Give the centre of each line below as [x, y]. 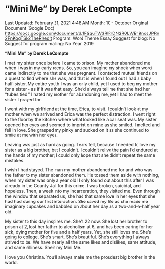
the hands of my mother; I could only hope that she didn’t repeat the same [80, 155]
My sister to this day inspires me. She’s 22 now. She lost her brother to [76, 221]
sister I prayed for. [24, 99]
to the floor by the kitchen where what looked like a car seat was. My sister [81, 119]
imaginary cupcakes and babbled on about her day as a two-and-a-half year [82, 206]
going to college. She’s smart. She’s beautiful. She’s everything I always [77, 237]
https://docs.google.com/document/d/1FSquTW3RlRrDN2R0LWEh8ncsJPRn [82, 33]
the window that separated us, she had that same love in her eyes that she [80, 196]
